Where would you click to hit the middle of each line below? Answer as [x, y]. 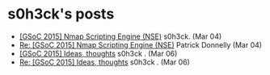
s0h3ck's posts [61, 14]
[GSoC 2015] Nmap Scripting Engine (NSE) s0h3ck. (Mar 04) [120, 36]
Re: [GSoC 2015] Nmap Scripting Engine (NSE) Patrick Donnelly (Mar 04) [141, 44]
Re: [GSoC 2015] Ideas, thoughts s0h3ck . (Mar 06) [105, 62]
